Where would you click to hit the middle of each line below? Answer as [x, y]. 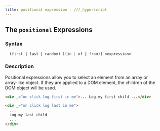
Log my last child [29, 115]
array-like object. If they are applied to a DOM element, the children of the [80, 83]
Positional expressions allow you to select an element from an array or [77, 77]
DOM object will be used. [31, 87]
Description [20, 66]
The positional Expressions [49, 30]
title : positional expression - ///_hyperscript [56, 10]
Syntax [14, 44]
